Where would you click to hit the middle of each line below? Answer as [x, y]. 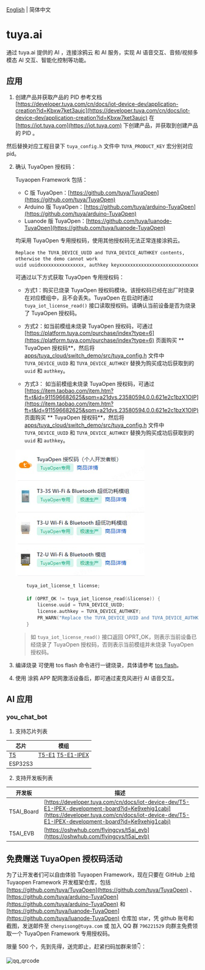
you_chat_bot [27, 717]
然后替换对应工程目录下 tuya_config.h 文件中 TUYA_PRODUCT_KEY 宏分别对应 [100, 146]
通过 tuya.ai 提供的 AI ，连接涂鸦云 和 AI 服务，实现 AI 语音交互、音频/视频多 [102, 52]
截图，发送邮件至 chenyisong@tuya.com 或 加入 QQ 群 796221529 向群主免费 [99, 926]
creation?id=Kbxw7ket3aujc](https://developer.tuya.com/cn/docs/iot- [103, 110]
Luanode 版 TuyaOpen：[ [56, 221]
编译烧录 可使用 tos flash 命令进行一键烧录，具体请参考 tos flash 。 [99, 665]
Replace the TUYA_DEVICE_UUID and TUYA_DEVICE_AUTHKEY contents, [100, 253]
